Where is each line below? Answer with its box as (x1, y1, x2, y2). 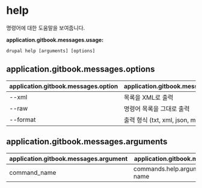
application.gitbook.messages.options (6, 64, 155, 74)
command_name (9, 168, 57, 177)
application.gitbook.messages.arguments (6, 136, 168, 147)
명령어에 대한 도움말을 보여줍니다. (6, 24, 85, 31)
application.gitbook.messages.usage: (6, 36, 104, 43)
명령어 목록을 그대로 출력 (124, 105, 190, 113)
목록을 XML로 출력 (124, 93, 174, 102)
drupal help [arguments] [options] (6, 47, 96, 54)
